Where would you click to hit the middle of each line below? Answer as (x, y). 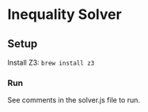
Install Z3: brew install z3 (51, 62)
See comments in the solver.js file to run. (74, 100)
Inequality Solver (65, 15)
